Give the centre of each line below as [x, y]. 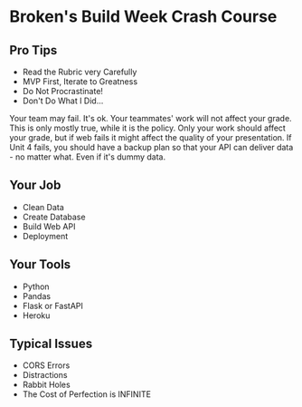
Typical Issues [51, 344]
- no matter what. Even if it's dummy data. [87, 157]
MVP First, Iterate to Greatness [80, 82]
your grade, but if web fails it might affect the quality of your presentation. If [151, 137]
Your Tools [40, 265]
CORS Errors [46, 365]
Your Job [35, 185]
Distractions [45, 375]
